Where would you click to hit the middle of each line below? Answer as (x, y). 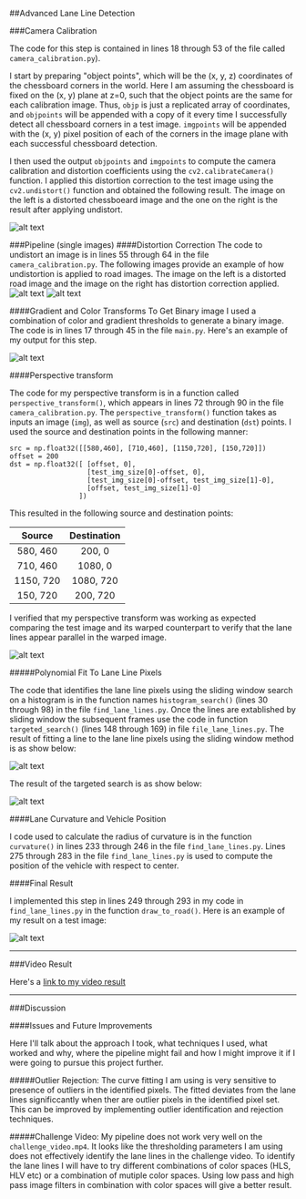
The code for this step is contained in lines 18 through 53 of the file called (147, 48)
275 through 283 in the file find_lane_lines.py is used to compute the (141, 856)
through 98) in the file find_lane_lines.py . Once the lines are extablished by (153, 709)
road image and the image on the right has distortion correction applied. (144, 283)
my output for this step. (53, 340)
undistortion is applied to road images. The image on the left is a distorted (148, 274)
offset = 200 (34, 456)
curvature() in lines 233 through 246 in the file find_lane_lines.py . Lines (148, 846)
